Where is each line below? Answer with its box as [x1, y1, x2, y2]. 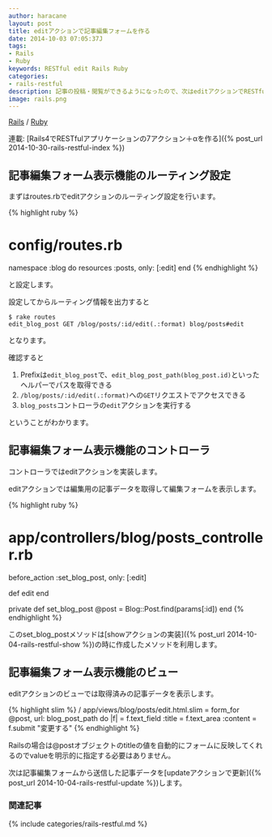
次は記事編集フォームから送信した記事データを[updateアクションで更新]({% [8, 767, 261, 777]
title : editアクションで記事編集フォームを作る [8, 27, 151, 35]
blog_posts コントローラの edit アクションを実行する [19, 401, 192, 410]
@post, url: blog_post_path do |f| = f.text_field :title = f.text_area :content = [8, 713, 257, 723]
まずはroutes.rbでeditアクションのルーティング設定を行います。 [8, 191, 220, 201]
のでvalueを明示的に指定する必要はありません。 [15, 750, 176, 760]
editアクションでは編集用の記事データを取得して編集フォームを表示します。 [8, 483, 261, 493]
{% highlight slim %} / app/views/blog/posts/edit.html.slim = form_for [8, 705, 240, 715]
